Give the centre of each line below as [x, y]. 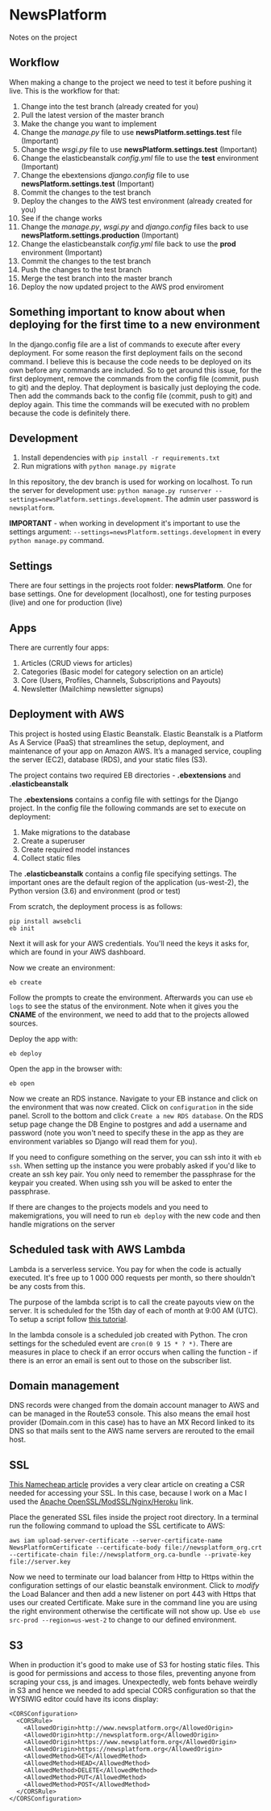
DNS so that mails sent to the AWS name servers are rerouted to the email [132, 1431]
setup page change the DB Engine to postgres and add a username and [128, 1124]
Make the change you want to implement [88, 124]
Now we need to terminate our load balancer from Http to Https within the [132, 1577]
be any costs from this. [47, 1286]
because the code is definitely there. [70, 413]
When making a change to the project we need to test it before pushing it [131, 82]
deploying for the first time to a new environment [135, 325]
